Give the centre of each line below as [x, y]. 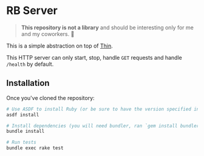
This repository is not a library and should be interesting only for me [107, 27]
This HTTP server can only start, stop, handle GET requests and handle [94, 57]
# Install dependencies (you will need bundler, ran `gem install [92, 126]
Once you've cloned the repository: [51, 97]
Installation [28, 83]
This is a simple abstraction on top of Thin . [60, 46]
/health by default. [30, 64]
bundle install [25, 132]
